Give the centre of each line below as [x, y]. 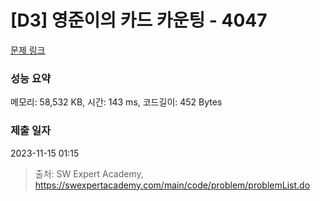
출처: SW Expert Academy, [89, 173]
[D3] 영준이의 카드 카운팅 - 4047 [139, 20]
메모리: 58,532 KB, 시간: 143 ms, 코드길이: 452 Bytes [116, 102]
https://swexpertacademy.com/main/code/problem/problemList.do [172, 185]
